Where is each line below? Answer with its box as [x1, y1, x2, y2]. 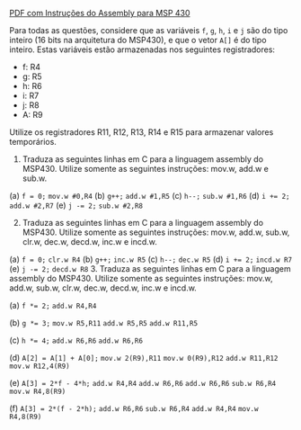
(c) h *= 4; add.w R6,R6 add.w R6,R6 [9, 335, 144, 345]
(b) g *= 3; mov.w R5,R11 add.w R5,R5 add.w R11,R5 [9, 318, 199, 327]
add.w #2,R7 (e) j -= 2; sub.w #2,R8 [9, 200, 144, 211]
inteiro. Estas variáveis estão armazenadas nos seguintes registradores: [9, 44, 276, 55]
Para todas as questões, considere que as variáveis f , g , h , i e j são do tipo [9, 25, 288, 35]
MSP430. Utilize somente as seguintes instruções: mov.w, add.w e [22, 164, 270, 174]
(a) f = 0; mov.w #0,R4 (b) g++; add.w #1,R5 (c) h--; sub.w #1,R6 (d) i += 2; [9, 191, 290, 201]
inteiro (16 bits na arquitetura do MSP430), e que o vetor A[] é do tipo [9, 35, 267, 45]
